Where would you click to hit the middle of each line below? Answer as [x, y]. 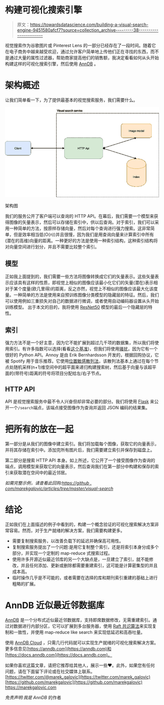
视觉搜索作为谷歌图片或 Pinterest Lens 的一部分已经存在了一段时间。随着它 [81, 45]
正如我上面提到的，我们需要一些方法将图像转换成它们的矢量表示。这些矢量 [80, 276]
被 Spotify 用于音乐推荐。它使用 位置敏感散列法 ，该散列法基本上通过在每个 [80, 361]
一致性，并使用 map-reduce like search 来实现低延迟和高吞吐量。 [79, 632]
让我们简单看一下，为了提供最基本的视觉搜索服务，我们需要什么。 [71, 100]
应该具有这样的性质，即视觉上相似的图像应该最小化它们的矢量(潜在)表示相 [83, 282]
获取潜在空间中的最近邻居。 [41, 473]
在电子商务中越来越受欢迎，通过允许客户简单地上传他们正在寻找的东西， [78, 51]
